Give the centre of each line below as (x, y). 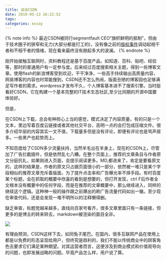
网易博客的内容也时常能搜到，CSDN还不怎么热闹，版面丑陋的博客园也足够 (81, 80)
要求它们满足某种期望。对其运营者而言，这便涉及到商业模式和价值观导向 (87, 246)
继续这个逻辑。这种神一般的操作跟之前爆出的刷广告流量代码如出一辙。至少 (81, 191)
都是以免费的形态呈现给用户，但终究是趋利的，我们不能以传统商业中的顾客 (81, 240)
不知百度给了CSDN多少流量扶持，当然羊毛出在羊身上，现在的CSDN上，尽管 (82, 148)
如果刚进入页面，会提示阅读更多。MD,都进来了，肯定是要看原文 (96, 161)
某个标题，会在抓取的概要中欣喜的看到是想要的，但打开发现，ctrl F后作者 (80, 179)
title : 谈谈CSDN (21, 10)
